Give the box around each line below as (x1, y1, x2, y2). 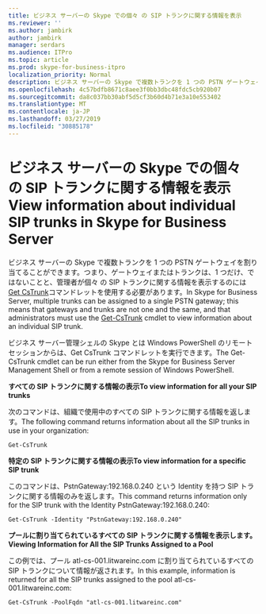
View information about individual (8, 196, 236, 214)
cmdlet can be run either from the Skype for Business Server (36, 357, 235, 366)
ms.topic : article (8, 56, 69, 64)
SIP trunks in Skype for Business (8, 213, 227, 231)
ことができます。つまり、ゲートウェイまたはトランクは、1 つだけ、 (28, 267, 248, 276)
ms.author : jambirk (8, 26, 73, 34)
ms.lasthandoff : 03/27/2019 (8, 115, 101, 123)
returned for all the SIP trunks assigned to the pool (8, 574, 173, 584)
